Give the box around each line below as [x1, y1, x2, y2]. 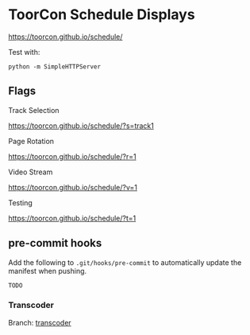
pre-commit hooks [8, 236, 102, 250]
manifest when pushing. [8, 266, 87, 275]
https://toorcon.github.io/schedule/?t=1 [8, 213, 137, 223]
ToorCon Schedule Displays [8, 6, 196, 24]
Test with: [8, 47, 40, 56]
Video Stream [8, 167, 53, 177]
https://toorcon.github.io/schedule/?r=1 [8, 151, 137, 161]
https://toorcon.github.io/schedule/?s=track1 [8, 121, 155, 130]
